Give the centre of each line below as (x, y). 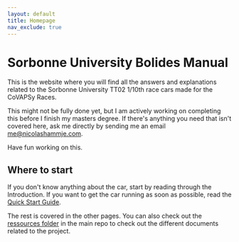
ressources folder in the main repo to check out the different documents (113, 223)
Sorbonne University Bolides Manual (118, 62)
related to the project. (39, 231)
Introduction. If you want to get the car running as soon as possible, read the (119, 195)
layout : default (31, 14)
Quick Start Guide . (34, 202)
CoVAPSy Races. (32, 98)
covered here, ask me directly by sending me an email (86, 126)
